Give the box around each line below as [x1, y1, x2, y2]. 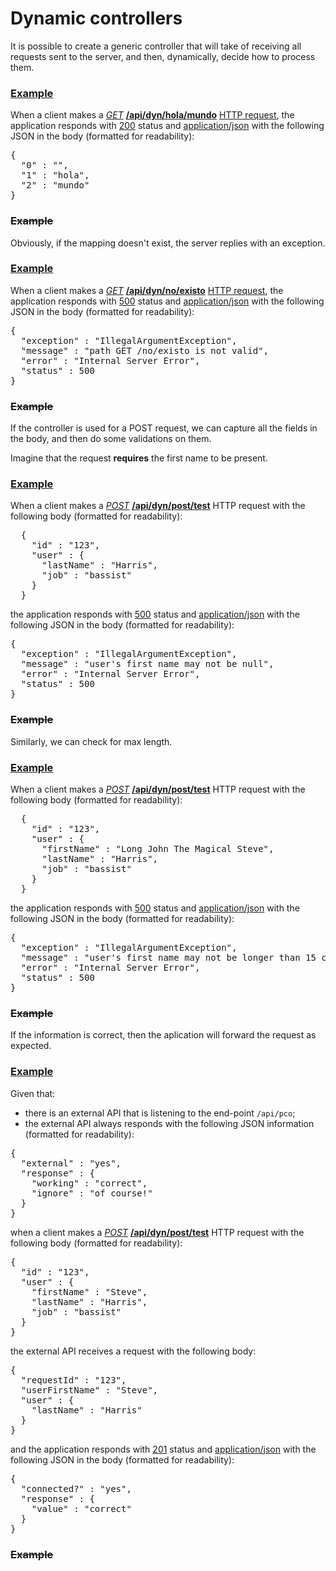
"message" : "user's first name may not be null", [20, 658, 275, 670]
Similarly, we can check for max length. [10, 735, 173, 747]
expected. [10, 1040, 52, 1052]
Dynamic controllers [10, 7, 183, 30]
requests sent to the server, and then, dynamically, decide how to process [10, 50, 316, 62]
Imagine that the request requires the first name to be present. [10, 452, 268, 464]
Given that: [10, 1087, 56, 1099]
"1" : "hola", [20, 170, 90, 181]
